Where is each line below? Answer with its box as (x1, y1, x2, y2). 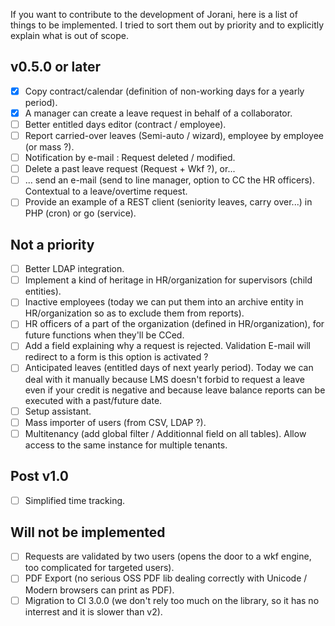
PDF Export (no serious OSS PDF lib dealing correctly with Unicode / (24, 572, 308, 584)
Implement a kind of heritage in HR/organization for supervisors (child (24, 274, 313, 286)
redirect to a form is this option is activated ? (24, 351, 209, 363)
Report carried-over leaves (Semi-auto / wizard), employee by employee (24, 130, 324, 141)
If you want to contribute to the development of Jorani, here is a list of (10, 9, 298, 20)
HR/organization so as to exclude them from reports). (24, 307, 245, 319)
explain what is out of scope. (10, 30, 129, 41)
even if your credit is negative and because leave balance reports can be (24, 384, 326, 396)
